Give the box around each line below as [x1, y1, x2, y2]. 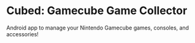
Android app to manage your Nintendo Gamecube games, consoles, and [6, 24, 189, 31]
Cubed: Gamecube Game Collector [6, 4, 188, 18]
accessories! [6, 30, 39, 37]
